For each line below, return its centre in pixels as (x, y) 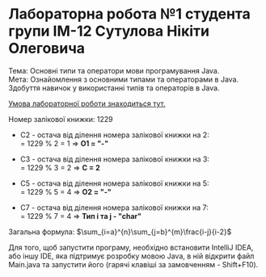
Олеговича (46, 48)
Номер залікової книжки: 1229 (61, 119)
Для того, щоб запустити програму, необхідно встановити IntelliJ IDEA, (131, 247)
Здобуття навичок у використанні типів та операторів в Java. (114, 88)
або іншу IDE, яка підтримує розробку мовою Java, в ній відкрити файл (131, 256)
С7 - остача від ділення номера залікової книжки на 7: (114, 208)
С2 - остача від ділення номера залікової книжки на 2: (115, 135)
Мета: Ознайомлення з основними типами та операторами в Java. (124, 79)
